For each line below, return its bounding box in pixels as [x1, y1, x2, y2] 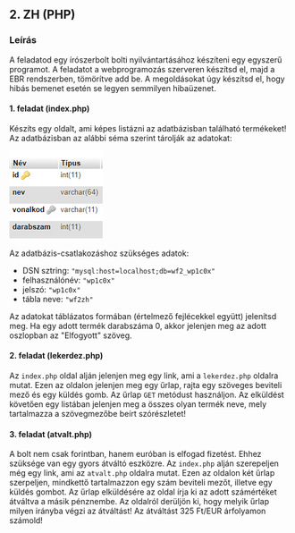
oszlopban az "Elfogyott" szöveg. [9, 330, 132, 341]
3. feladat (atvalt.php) [9, 428, 92, 439]
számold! [9, 515, 43, 526]
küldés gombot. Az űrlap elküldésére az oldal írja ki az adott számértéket [9, 486, 277, 497]
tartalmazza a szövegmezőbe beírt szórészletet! [9, 409, 186, 419]
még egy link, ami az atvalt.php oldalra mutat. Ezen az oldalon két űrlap [9, 468, 275, 478]
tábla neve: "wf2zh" [21, 293, 94, 304]
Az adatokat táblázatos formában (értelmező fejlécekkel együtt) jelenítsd [9, 310, 277, 321]
